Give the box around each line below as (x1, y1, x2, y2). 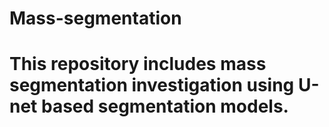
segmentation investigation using (9, 74, 295, 97)
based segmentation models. (40, 95, 289, 118)
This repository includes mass (9, 53, 267, 76)
